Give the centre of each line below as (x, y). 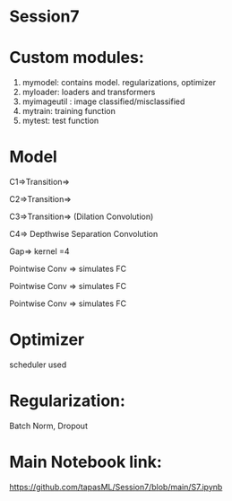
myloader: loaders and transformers (89, 92)
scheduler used (38, 365)
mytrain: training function (69, 111)
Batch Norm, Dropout (48, 426)
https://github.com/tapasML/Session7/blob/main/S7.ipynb (116, 487)
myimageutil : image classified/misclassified (103, 101)
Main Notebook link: (86, 462)
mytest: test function (60, 121)
